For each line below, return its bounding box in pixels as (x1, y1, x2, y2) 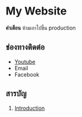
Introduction (14, 104, 45, 112)
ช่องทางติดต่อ (5, 42, 45, 52)
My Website (5, 4, 67, 18)
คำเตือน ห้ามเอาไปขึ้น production (5, 24, 76, 31)
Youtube (14, 58, 36, 65)
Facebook (14, 71, 40, 78)
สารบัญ (5, 89, 27, 99)
